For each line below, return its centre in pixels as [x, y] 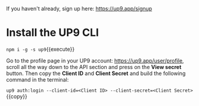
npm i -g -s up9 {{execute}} [41, 49]
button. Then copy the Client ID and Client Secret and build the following [96, 73]
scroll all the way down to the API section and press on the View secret [94, 67]
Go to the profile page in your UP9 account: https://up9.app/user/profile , [95, 60]
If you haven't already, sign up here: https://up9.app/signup [79, 9]
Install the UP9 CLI [53, 33]
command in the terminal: [38, 79]
